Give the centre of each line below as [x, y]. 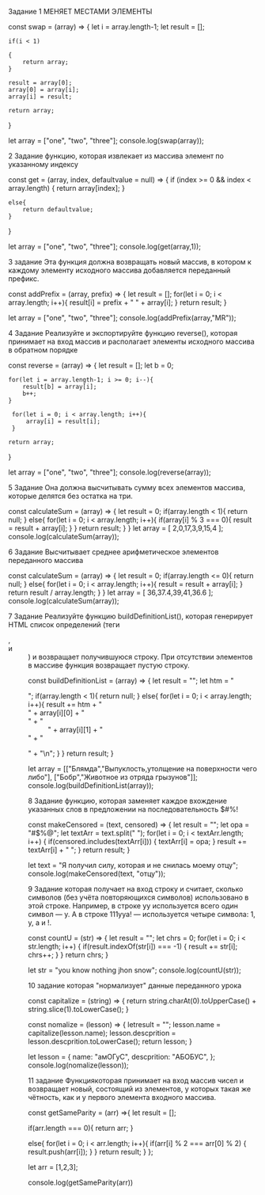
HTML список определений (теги [64, 624]
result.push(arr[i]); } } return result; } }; [91, 1152]
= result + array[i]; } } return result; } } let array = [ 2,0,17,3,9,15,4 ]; [116, 528]
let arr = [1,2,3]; [53, 1167]
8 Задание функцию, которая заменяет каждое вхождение [128, 801]
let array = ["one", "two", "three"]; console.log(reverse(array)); [110, 472]
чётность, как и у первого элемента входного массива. [122, 1097]
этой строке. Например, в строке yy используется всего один [133, 906]
